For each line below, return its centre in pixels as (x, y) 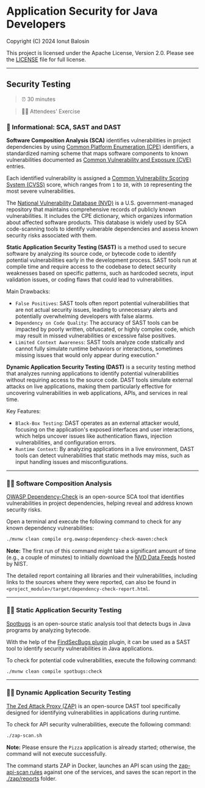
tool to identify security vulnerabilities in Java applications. (80, 648)
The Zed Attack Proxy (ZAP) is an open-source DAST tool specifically (94, 706)
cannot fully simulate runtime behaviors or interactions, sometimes (99, 349)
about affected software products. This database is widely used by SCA (97, 222)
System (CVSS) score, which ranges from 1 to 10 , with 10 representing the (99, 185)
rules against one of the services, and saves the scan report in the (113, 772)
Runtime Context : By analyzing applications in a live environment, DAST (105, 449)
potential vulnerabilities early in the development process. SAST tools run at (102, 260)
